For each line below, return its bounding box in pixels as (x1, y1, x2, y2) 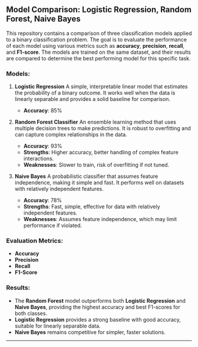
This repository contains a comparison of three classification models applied (6, 30, 192, 37)
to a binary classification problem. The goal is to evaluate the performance (6, 35, 187, 43)
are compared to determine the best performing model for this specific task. (6, 54, 191, 61)
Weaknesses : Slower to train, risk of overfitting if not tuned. (23, 161, 170, 168)
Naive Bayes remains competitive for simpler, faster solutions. (14, 328, 166, 336)
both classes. (14, 310, 48, 317)
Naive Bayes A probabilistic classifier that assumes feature (14, 173, 159, 180)
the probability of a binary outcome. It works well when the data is (14, 89, 176, 96)
